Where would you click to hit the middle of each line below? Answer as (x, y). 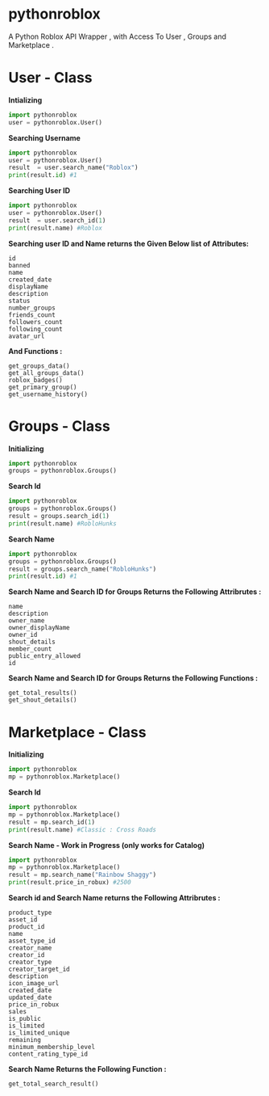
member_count (30, 649)
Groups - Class (59, 426)
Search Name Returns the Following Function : (87, 1069)
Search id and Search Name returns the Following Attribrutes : (114, 898)
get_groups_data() (39, 366)
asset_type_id (32, 941)
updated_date (30, 997)
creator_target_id (39, 969)
